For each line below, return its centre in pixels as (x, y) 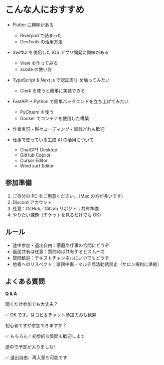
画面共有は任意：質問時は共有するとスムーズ (59, 251)
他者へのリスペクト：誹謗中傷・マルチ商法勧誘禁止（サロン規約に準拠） (87, 264)
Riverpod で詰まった (41, 35)
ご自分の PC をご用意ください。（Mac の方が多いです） (69, 196)
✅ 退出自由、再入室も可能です (36, 357)
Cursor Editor (34, 160)
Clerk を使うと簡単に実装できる (52, 90)
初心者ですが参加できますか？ (36, 326)
